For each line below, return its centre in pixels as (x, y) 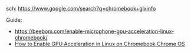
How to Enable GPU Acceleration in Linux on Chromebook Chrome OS (100, 44)
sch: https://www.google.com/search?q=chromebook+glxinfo (81, 9)
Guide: (14, 20)
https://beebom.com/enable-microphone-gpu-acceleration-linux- (94, 31)
